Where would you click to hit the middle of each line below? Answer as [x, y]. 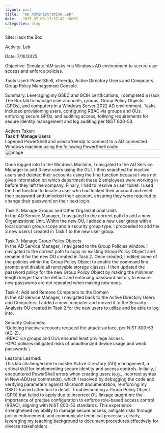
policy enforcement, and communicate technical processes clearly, [73, 416]
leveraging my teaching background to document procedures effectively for [82, 421]
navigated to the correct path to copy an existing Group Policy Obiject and [80, 252]
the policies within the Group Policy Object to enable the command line [77, 262]
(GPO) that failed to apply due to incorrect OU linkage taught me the [74, 395]
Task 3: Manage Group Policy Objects [43, 241]
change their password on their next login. [48, 201]
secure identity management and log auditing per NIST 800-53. [69, 121]
